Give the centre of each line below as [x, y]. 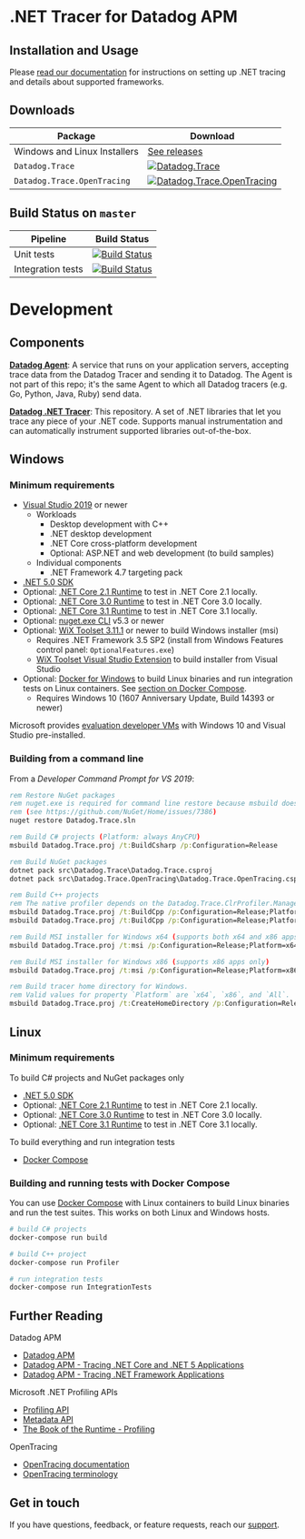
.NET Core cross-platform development [123, 544]
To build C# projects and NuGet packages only [97, 1077]
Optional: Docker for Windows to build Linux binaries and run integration [157, 679]
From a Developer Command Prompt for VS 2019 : [102, 779]
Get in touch [44, 1503]
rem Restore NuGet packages [63, 795]
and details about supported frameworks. [87, 82]
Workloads [56, 515]
